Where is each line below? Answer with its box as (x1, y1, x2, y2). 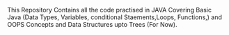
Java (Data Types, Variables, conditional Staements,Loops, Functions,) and (7, 13, 223, 21)
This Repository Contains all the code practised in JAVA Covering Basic (7, 6, 212, 14)
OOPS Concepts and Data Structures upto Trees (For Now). (7, 21, 177, 28)
